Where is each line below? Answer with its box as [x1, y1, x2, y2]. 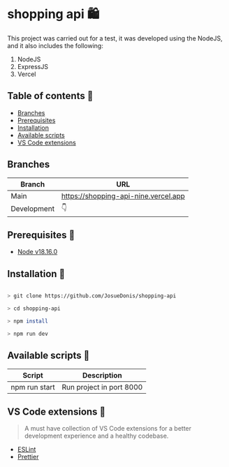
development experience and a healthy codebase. [24, 431, 169, 440]
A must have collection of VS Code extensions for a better [24, 424, 192, 433]
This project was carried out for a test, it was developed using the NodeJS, [7, 34, 223, 43]
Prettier [17, 452, 39, 461]
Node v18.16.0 [17, 248, 58, 256]
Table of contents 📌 [7, 90, 94, 102]
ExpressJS [17, 62, 49, 71]
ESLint [17, 445, 36, 454]
